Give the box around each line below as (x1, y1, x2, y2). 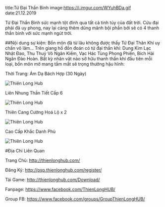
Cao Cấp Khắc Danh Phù (5, 128, 56, 134)
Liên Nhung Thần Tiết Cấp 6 (5, 90, 63, 96)
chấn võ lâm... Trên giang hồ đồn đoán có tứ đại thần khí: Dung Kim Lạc (5, 45, 151, 51)
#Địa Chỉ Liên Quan (5, 148, 45, 154)
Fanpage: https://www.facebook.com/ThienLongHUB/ (5, 187, 115, 192)
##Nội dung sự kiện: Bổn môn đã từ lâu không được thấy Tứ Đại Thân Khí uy (5, 40, 160, 46)
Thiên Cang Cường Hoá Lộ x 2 (5, 109, 67, 115)
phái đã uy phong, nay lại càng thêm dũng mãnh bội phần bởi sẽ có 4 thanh (5, 25, 160, 31)
